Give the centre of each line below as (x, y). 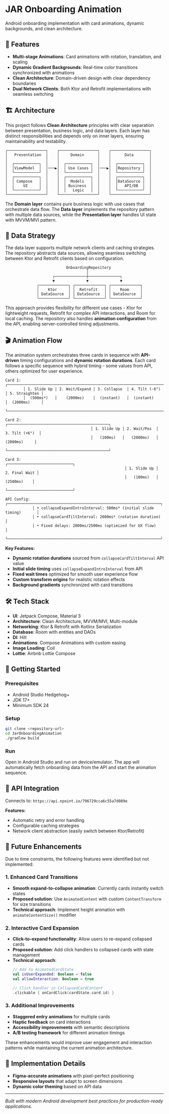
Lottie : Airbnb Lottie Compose (44, 653)
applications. (19, 1106)
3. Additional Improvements (40, 1006)
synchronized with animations (44, 73)
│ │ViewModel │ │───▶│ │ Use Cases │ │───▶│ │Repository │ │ (78, 168)
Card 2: (13, 420)
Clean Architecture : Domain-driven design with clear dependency (81, 78)
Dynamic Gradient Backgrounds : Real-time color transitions (75, 67)
